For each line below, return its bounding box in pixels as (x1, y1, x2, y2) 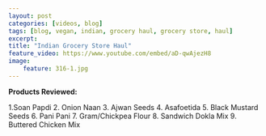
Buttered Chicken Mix (8, 119, 81, 130)
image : (8, 57, 31, 66)
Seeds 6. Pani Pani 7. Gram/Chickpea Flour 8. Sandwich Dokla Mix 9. (8, 111, 237, 121)
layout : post (8, 11, 53, 20)
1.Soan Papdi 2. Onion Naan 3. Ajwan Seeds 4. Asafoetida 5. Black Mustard (8, 102, 259, 112)
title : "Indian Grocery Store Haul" (8, 42, 132, 50)
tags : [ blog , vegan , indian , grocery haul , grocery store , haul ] (8, 27, 234, 35)
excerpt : (8, 34, 38, 43)
